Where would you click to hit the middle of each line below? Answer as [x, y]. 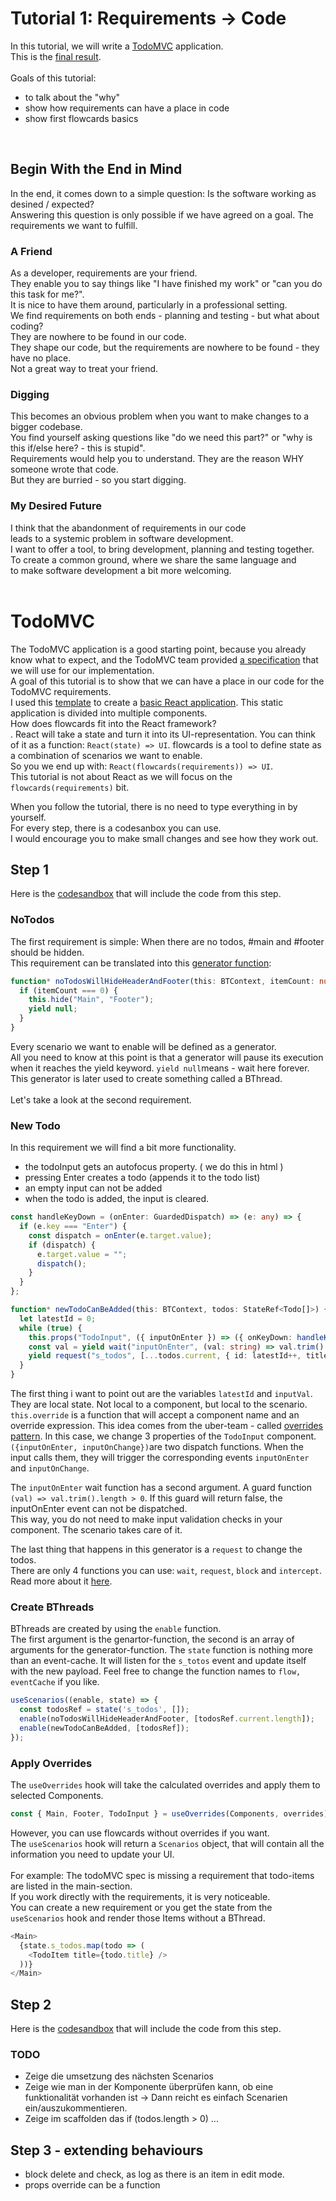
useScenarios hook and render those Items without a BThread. [138, 1918]
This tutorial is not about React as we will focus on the [121, 776]
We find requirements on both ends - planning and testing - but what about [165, 316]
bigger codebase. [46, 427]
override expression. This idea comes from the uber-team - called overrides [167, 1426]
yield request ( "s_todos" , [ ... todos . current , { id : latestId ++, [165, 1356]
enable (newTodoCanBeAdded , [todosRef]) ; [104, 1728]
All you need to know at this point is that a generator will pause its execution [167, 1057]
